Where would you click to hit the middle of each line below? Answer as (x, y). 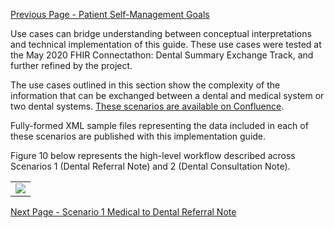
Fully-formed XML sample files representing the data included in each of (159, 125)
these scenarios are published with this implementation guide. (138, 136)
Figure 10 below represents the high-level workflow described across (153, 155)
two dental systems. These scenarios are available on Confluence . (147, 106)
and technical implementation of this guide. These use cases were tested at (166, 44)
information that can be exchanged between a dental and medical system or (167, 95)
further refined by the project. (71, 65)
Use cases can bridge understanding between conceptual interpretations (161, 33)
